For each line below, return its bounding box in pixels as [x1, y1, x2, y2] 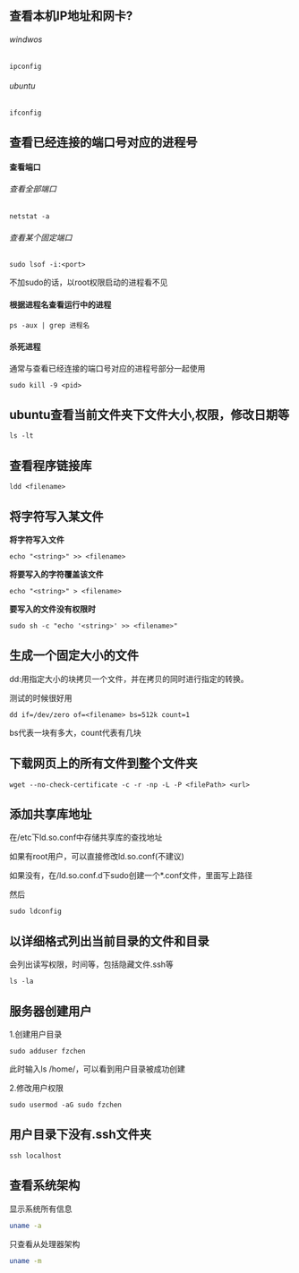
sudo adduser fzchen [9, 1047, 87, 1056]
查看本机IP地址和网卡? [9, 8, 133, 24]
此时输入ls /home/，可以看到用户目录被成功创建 [9, 1064, 185, 1074]
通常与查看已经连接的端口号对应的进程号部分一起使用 [9, 363, 206, 373]
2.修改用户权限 [9, 1082, 64, 1094]
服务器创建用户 [9, 1004, 92, 1019]
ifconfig [9, 108, 42, 117]
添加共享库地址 [9, 807, 92, 822]
